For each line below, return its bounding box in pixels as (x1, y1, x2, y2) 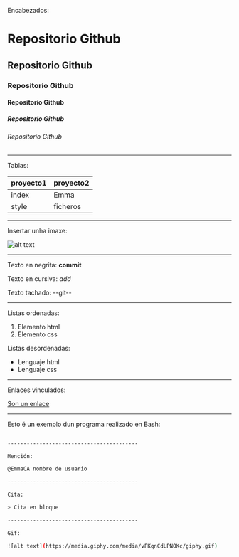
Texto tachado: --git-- (7, 288, 73, 297)
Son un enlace (7, 399, 50, 408)
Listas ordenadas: (7, 309, 60, 317)
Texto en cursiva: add (7, 274, 71, 283)
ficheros (53, 201, 82, 211)
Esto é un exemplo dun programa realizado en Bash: (7, 420, 161, 428)
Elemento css (17, 330, 58, 339)
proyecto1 (11, 178, 47, 188)
